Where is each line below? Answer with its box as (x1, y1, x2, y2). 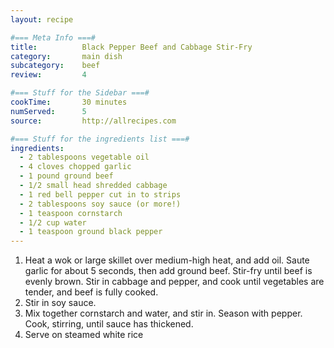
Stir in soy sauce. (24, 297, 97, 309)
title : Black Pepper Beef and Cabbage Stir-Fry (10, 42, 253, 52)
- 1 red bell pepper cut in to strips (19, 189, 182, 200)
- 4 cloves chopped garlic (19, 162, 132, 172)
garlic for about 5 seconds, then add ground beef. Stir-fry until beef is (24, 265, 313, 277)
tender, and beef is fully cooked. (24, 286, 159, 298)
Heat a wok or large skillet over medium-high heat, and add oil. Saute (24, 254, 310, 266)
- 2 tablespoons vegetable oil (19, 152, 150, 163)
